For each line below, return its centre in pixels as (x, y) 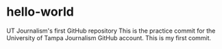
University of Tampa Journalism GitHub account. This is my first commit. (109, 37)
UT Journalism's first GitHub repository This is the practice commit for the (111, 31)
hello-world (40, 12)
